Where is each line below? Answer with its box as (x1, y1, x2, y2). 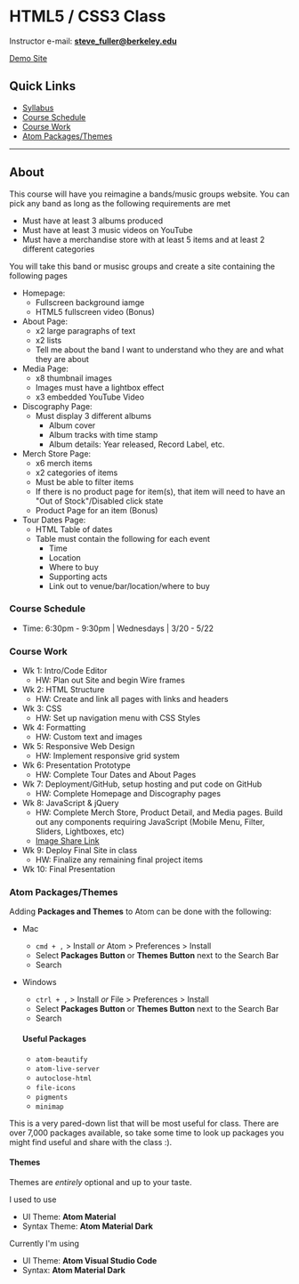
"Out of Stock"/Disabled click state (35, 496, 164, 506)
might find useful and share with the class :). (9, 1136, 173, 1147)
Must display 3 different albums (35, 410, 152, 421)
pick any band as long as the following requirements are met (9, 198, 231, 208)
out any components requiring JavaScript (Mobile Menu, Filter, (35, 817, 265, 828)
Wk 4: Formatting (21, 723, 86, 733)
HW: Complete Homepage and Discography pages (35, 788, 221, 799)
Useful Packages (21, 1034, 87, 1045)
